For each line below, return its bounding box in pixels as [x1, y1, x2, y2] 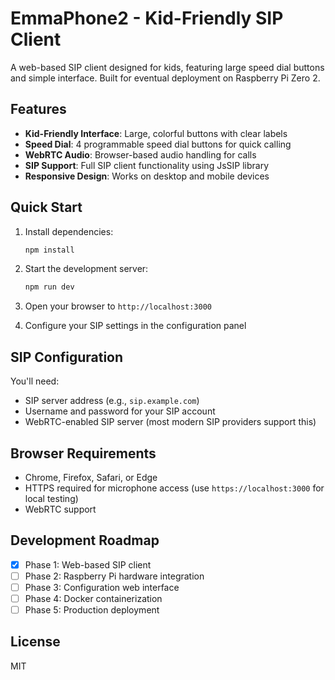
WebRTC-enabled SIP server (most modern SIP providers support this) [24, 416, 317, 428]
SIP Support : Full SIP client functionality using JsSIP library [24, 159, 269, 171]
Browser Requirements [10, 445, 157, 462]
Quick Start [10, 199, 83, 216]
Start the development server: [24, 263, 149, 275]
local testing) [24, 492, 79, 504]
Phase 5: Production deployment [24, 604, 160, 616]
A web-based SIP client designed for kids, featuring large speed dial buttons [10, 61, 325, 73]
